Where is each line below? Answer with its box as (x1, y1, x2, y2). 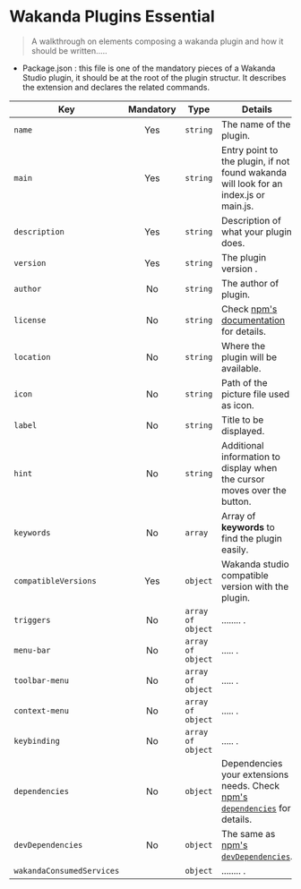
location (13, 352, 51, 362)
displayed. (220, 424, 265, 437)
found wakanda (220, 166, 287, 178)
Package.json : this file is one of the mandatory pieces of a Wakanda (21, 63, 276, 73)
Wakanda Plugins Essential (9, 6, 215, 27)
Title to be (220, 414, 264, 426)
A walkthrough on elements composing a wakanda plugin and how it (30, 36, 284, 47)
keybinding (13, 736, 60, 746)
